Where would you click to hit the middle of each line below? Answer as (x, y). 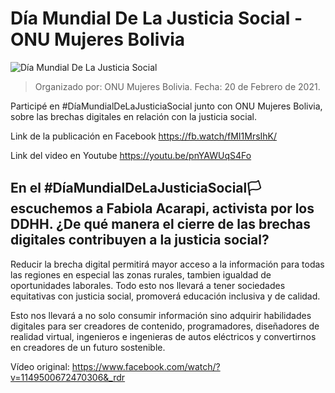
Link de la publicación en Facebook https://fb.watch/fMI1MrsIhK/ (144, 136)
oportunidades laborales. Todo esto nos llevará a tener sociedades (148, 285)
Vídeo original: (40, 366)
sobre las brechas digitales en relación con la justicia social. (133, 116)
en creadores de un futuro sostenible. (88, 347)
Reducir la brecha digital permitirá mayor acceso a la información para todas (167, 264)
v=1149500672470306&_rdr (68, 377)
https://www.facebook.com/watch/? (146, 366)
